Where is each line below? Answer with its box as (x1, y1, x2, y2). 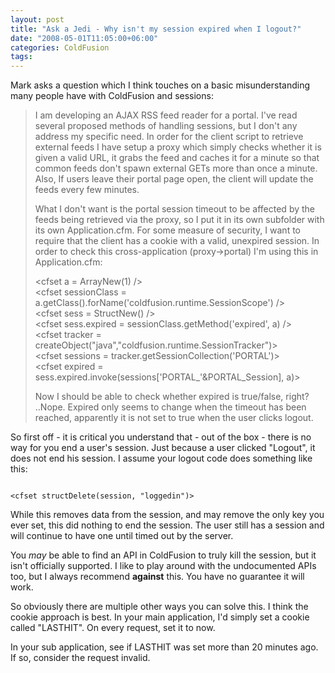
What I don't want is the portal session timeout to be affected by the (34, 203, 316, 215)
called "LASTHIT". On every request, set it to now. (10, 622, 216, 634)
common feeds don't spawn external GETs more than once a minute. (34, 162, 318, 175)
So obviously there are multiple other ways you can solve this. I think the (10, 601, 309, 613)
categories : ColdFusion (10, 42, 110, 53)
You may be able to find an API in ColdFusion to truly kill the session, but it (10, 549, 317, 561)
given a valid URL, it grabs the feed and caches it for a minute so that (34, 152, 320, 164)
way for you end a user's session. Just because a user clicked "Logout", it (10, 442, 316, 454)
